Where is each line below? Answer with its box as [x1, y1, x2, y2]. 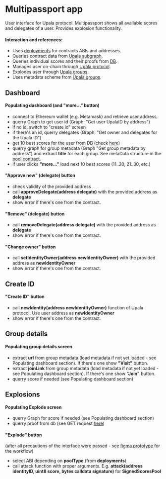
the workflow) [5, 448, 34, 454]
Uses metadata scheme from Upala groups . [12, 74, 102, 80]
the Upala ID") [12, 134, 42, 140]
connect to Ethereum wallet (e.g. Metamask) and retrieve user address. [12, 113, 158, 119]
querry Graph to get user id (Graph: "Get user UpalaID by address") [12, 118, 150, 125]
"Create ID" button [5, 293, 45, 299]
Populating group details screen [5, 343, 73, 349]
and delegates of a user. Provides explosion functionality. [5, 25, 122, 31]
